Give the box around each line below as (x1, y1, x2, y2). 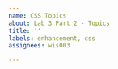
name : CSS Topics (8, 11, 67, 20)
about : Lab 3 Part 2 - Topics (8, 19, 111, 27)
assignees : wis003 (8, 42, 70, 50)
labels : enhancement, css (8, 34, 95, 43)
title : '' (8, 26, 42, 34)
